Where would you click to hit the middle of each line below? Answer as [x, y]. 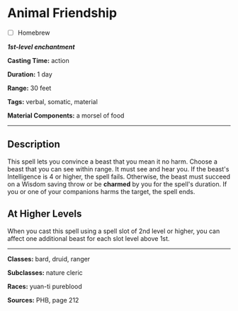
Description [34, 144]
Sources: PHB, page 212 [43, 300]
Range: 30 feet [29, 88]
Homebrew [34, 33]
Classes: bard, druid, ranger [49, 259]
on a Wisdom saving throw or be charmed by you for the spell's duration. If [117, 184]
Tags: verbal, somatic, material [52, 102]
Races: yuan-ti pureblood [45, 286]
